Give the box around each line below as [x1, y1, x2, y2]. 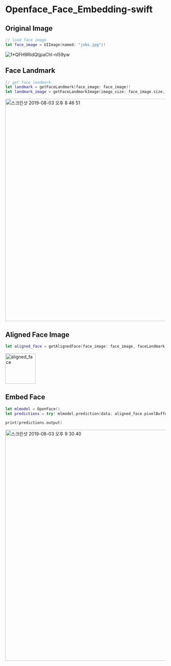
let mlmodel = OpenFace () [5, 406, 60, 411]
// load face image [5, 37, 47, 42]
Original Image [5, 24, 53, 33]
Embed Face [5, 393, 45, 402]
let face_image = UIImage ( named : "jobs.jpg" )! [5, 42, 106, 47]
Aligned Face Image [5, 330, 70, 339]
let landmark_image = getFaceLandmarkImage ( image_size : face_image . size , [5, 89, 165, 95]
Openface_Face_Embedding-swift [5, 4, 153, 15]
